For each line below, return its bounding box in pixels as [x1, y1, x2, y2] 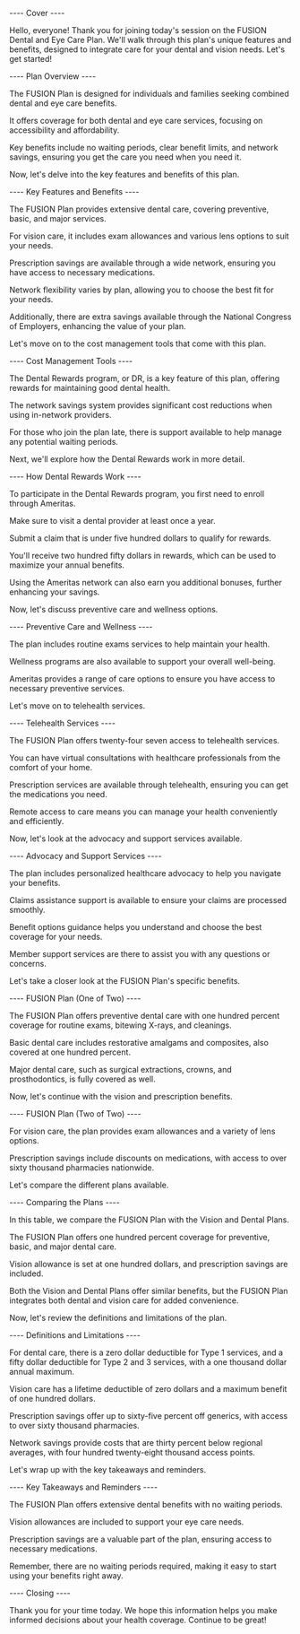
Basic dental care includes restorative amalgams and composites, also [9, 1038, 269, 1047]
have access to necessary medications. [9, 267, 156, 277]
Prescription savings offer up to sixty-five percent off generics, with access [9, 1411, 288, 1421]
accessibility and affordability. [9, 125, 120, 135]
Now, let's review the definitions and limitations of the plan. [9, 1313, 227, 1323]
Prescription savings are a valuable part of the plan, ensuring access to [9, 1534, 272, 1544]
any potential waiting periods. [9, 437, 119, 447]
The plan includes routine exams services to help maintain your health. [9, 639, 270, 649]
